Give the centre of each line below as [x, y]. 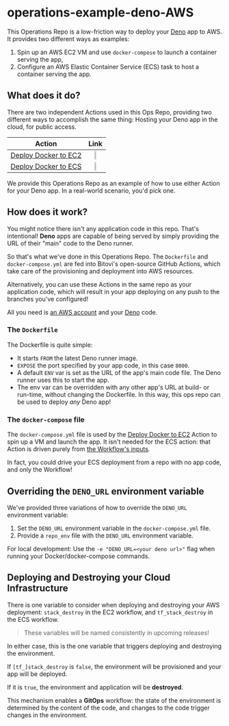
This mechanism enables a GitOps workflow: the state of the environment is [114, 700]
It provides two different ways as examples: [68, 38]
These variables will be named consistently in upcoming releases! [117, 633]
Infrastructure [38, 589]
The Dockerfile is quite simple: [50, 345]
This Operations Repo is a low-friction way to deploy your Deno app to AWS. [115, 32]
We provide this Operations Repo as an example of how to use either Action [113, 183]
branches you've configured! [48, 299]
